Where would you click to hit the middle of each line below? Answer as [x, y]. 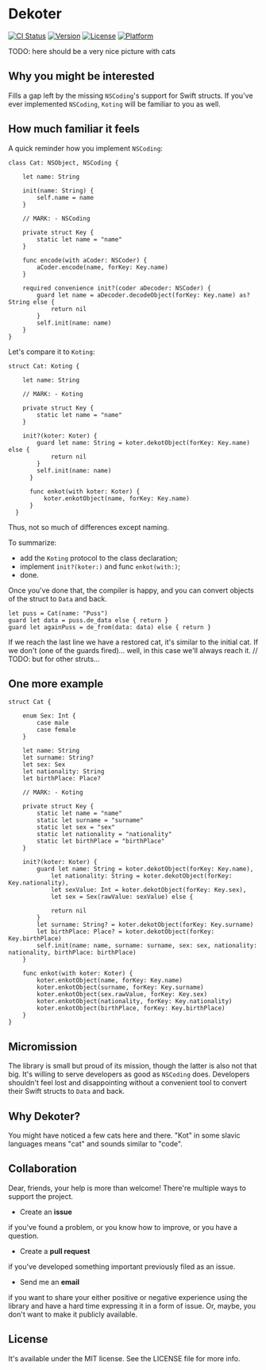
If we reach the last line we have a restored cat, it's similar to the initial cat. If [133, 642]
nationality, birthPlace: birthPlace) [72, 953]
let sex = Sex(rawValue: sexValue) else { [122, 897]
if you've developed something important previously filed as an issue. [122, 1267]
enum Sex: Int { [50, 716]
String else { [32, 302]
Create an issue [46, 1212]
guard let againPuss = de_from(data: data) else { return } [110, 627]
